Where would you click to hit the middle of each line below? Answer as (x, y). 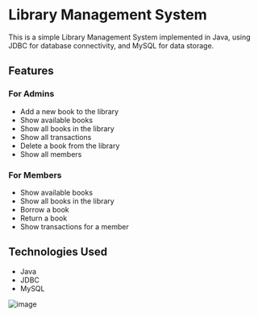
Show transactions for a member (74, 226)
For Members (35, 175)
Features (31, 71)
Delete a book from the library (70, 146)
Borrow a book (45, 209)
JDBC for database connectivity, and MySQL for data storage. (111, 45)
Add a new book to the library (69, 111)
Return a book (44, 218)
